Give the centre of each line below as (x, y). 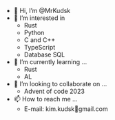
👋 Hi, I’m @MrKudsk (42, 11)
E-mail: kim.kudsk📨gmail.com (66, 109)
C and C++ (40, 40)
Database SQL (44, 54)
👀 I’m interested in (39, 18)
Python (34, 32)
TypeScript (40, 47)
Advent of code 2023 (54, 91)
